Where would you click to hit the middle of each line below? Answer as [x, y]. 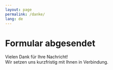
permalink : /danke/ [25, 14]
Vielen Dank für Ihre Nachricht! [37, 57]
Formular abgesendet [50, 43]
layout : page [19, 10]
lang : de [14, 19]
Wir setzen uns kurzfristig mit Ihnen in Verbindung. [57, 62]
